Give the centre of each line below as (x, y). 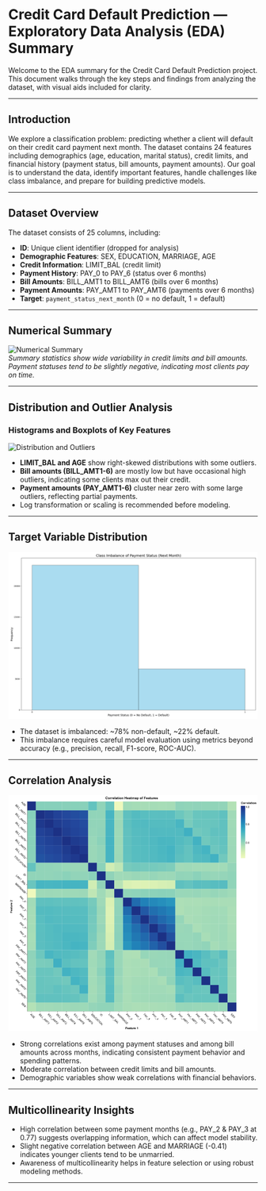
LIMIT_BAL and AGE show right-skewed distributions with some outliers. (138, 463)
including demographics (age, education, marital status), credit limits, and (128, 156)
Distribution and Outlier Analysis (90, 407)
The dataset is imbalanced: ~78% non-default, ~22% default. (120, 731)
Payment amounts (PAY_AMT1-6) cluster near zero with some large (131, 488)
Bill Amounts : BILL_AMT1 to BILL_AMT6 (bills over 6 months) (119, 281)
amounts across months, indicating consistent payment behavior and (132, 1052)
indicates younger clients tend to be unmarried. (97, 1155)
